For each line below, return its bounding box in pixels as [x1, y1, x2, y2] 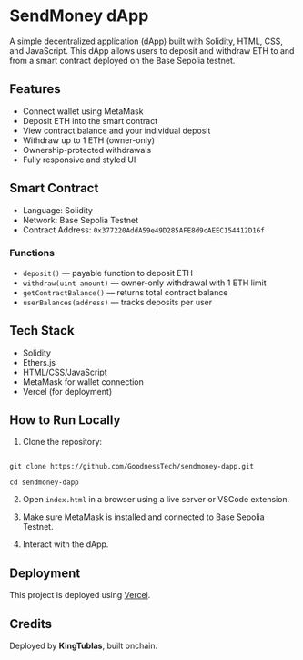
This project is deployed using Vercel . [9, 590, 151, 601]
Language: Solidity [22, 204, 94, 215]
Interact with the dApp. [22, 539, 109, 550]
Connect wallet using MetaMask [22, 106, 144, 117]
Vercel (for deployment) [22, 386, 112, 397]
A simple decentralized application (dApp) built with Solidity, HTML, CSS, [9, 36, 284, 46]
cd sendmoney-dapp [9, 478, 79, 488]
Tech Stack [9, 323, 75, 338]
